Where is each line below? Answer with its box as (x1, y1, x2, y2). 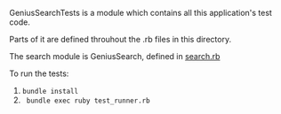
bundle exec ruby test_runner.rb (26, 96, 150, 105)
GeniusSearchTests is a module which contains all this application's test (9, 8, 273, 18)
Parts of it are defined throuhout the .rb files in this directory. (9, 34, 232, 44)
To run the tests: (9, 68, 69, 79)
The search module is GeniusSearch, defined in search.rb (9, 51, 221, 61)
